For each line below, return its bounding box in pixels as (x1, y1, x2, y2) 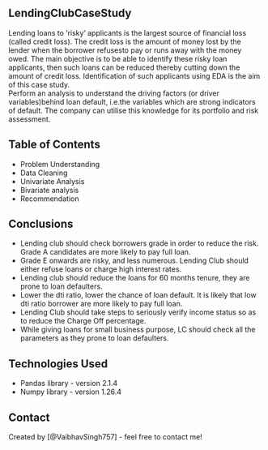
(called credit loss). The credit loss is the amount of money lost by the (8, 36, 241, 46)
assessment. (8, 114, 51, 124)
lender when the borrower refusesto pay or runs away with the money (8, 45, 242, 55)
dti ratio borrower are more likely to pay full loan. (19, 299, 183, 309)
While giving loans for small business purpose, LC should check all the (19, 324, 256, 335)
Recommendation (19, 194, 79, 204)
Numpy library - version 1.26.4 (19, 387, 122, 396)
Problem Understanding (19, 159, 100, 169)
